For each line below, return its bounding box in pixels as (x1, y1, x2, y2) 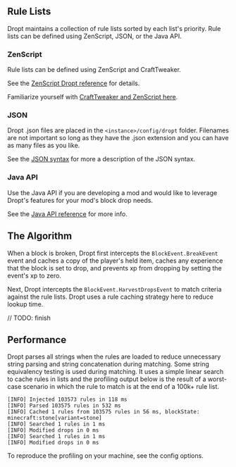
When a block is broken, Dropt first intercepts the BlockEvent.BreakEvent (7, 249, 218, 257)
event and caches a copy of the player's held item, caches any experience (7, 256, 223, 265)
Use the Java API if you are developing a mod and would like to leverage (7, 188, 218, 197)
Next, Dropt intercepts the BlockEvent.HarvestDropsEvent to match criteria (7, 285, 222, 293)
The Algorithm (7, 230, 73, 242)
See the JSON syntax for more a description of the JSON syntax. (7, 155, 196, 163)
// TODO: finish (7, 313, 51, 322)
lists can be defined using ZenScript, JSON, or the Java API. (7, 32, 182, 40)
